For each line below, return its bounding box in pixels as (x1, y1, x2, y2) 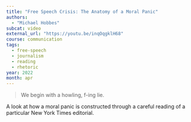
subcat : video (6, 25, 42, 32)
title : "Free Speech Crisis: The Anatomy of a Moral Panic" (6, 8, 159, 15)
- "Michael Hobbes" (11, 20, 60, 26)
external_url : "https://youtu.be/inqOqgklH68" (6, 31, 124, 37)
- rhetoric (11, 64, 39, 70)
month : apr (6, 75, 33, 81)
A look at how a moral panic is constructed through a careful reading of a (6, 103, 186, 110)
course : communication (6, 36, 62, 42)
